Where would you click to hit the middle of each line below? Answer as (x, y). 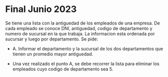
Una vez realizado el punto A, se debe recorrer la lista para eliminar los (86, 63)
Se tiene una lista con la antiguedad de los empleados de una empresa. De (82, 23)
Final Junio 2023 (41, 9)
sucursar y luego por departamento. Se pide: (52, 39)
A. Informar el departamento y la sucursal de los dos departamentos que (88, 48)
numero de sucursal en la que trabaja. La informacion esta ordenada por (80, 33)
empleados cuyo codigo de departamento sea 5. (63, 69)
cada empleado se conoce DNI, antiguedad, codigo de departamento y (79, 28)
